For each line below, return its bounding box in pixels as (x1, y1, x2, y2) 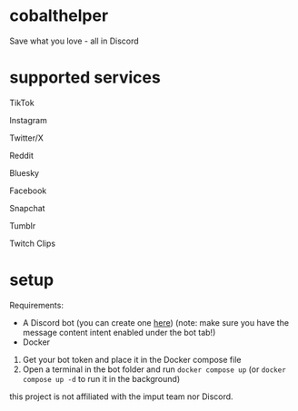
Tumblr (9, 220, 36, 231)
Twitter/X (9, 132, 44, 143)
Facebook (9, 185, 47, 196)
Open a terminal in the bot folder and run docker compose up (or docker (22, 364, 286, 375)
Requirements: (9, 299, 64, 310)
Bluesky (9, 167, 39, 178)
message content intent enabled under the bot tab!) (22, 327, 216, 338)
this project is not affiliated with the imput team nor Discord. (9, 391, 233, 402)
